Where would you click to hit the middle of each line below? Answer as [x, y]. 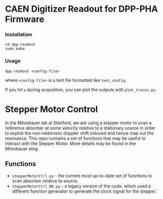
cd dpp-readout [20, 45]
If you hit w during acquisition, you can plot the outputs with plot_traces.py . [81, 90]
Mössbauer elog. [22, 148]
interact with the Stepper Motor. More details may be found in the [71, 143]
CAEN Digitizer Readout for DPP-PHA [81, 9]
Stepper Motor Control [52, 109]
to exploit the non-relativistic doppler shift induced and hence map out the [80, 133]
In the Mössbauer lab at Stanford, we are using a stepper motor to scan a [78, 123]
